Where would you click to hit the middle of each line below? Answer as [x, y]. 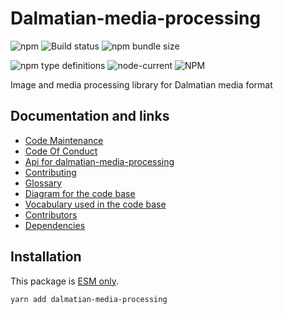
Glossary [43, 183]
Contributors [51, 214]
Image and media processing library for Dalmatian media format [141, 84]
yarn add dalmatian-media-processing [89, 299]
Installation [46, 257]
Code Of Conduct [61, 151]
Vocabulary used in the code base [95, 204]
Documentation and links [90, 116]
